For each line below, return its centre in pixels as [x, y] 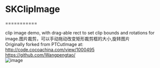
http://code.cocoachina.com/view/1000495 [50, 49]
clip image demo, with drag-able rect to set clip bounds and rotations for [80, 32]
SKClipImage [32, 9]
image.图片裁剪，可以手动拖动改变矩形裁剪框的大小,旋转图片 [67, 38]
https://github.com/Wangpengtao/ [40, 55]
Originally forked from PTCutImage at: [44, 44]
